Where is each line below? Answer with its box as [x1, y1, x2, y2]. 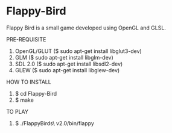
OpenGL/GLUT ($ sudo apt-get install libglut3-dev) [14, 47, 142, 55]
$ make [14, 96, 34, 104]
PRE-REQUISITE [6, 36, 46, 43]
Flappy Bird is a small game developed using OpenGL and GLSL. [6, 24, 166, 31]
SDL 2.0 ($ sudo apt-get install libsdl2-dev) [14, 60, 123, 67]
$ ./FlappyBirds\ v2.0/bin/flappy [14, 119, 95, 127]
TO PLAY [6, 108, 29, 115]
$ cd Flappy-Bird [14, 90, 57, 97]
